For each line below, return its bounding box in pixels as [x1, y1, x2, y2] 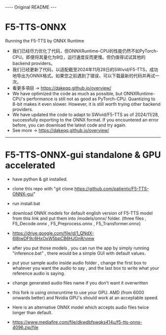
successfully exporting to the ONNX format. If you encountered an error [12, 117, 159, 123]
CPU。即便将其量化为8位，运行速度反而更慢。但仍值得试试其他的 [12, 54, 146, 60]
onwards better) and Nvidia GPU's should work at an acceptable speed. [12, 294, 159, 300]
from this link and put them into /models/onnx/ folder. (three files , [12, 215, 147, 221]
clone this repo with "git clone [12, 185, 74, 192]
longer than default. [12, 309, 53, 315]
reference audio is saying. [12, 270, 65, 276]
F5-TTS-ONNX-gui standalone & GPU [5, 149, 161, 161]
